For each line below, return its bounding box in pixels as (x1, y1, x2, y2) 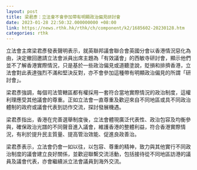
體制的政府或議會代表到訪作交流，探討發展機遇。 (6, 104, 124, 111)
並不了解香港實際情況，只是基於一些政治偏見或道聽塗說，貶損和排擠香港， (6, 62, 186, 69)
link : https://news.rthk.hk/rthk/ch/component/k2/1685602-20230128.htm (6, 25, 185, 31)
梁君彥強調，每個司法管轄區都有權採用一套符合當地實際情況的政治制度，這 (6, 89, 186, 96)
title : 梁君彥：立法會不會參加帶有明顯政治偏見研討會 (6, 14, 121, 20)
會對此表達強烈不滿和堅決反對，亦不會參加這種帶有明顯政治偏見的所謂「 (11, 69, 186, 76)
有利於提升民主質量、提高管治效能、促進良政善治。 (16, 131, 140, 138)
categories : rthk (6, 30, 49, 36)
